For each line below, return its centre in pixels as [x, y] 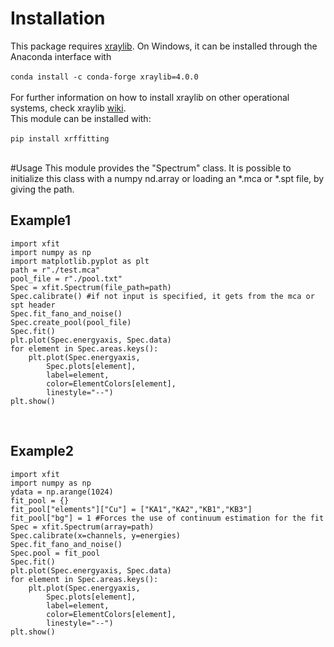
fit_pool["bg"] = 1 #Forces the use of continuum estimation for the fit [167, 518]
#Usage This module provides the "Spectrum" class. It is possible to [151, 168]
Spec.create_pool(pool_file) [71, 322]
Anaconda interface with [61, 56]
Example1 [41, 220]
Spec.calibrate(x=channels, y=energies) [96, 535]
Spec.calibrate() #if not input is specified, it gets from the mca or [162, 296]
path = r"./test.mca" [55, 270]
